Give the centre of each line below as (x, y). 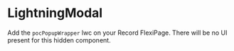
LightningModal (55, 13)
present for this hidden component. (59, 40)
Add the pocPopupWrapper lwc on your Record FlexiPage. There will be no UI (117, 33)
